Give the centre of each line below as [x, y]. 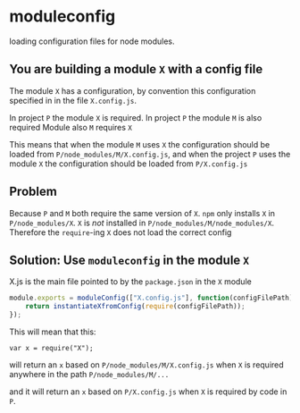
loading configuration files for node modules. [92, 41]
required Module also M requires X [71, 127]
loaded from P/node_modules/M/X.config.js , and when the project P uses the [150, 154]
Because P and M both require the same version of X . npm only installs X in [142, 213]
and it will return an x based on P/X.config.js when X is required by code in [148, 392]
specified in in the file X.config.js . [73, 100]
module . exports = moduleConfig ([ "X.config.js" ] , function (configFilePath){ [153, 298]
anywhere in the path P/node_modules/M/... [89, 374]
